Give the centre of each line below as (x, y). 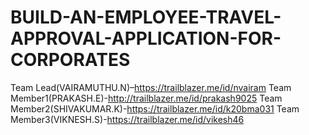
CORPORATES (70, 60)
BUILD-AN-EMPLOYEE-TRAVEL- (146, 17)
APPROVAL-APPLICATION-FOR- (146, 38)
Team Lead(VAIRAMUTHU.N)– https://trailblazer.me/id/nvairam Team (151, 87)
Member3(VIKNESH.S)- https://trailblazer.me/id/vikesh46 (127, 119)
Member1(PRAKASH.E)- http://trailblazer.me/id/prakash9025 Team (146, 98)
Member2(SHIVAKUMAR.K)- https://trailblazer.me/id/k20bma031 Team (155, 108)
